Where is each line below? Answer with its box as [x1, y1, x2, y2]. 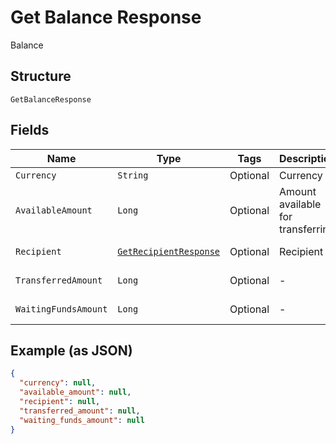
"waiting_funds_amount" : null [19, 415, 145, 425]
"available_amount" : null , [19, 387, 132, 398]
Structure [10, 68, 72, 85]
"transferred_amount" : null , [19, 406, 141, 416]
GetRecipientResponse [117, 246, 221, 257]
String [117, 169, 149, 181]
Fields [10, 122, 50, 139]
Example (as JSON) [10, 342, 133, 359]
